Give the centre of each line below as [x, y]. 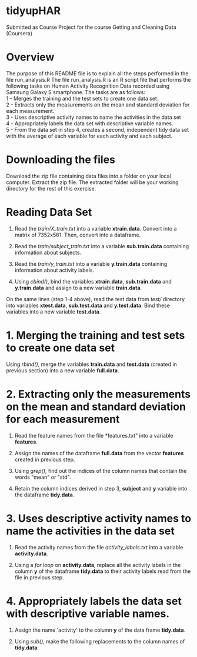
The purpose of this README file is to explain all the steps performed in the [97, 73]
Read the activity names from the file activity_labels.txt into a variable [99, 547]
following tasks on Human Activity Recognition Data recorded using [88, 86]
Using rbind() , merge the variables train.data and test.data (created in [92, 364]
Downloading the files [61, 160]
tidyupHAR [33, 11]
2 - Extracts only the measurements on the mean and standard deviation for [98, 105]
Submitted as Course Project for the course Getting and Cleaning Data [91, 27]
